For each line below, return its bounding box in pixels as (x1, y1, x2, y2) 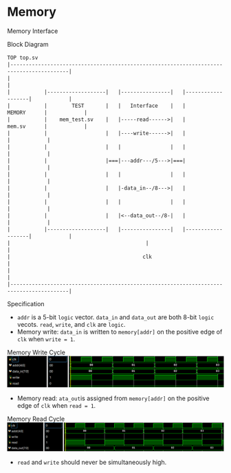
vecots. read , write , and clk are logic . (16, 320, 126, 328)
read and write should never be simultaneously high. (16, 458, 167, 467)
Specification (7, 299, 45, 308)
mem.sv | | (7, 123, 88, 130)
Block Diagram (7, 40, 49, 48)
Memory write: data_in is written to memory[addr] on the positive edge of (16, 327, 223, 336)
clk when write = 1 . (16, 334, 76, 343)
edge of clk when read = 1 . (16, 402, 96, 410)
